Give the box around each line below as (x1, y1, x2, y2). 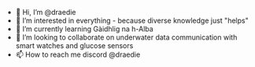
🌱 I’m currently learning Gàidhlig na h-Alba (15, 24, 153, 33)
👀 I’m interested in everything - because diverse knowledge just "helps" (15, 16, 249, 25)
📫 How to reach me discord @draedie (15, 50, 141, 59)
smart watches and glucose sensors (15, 41, 134, 50)
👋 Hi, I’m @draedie (15, 8, 76, 17)
